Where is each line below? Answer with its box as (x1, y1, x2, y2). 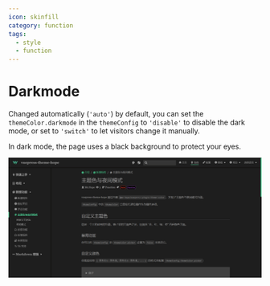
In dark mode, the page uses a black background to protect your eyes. (8, 141, 241, 152)
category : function (8, 21, 74, 30)
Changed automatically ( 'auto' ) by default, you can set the (8, 109, 204, 119)
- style (15, 39, 42, 47)
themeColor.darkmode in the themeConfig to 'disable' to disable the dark (8, 117, 245, 128)
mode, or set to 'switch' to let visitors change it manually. (8, 126, 201, 136)
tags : (8, 30, 27, 38)
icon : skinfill (8, 13, 59, 21)
